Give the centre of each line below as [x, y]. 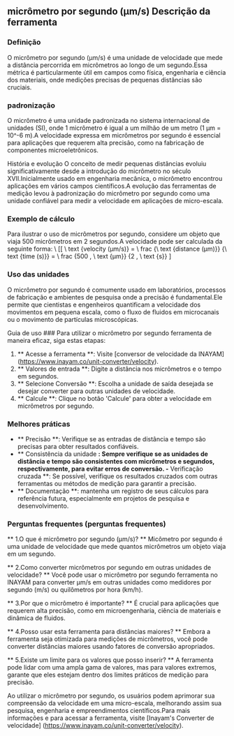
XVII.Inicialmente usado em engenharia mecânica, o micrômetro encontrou [115, 178]
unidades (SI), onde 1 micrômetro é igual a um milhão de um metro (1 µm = [114, 128]
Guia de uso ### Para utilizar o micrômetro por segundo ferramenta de [109, 333]
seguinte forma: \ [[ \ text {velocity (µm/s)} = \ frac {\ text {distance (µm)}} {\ [117, 249]
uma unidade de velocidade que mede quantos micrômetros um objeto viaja [117, 547]
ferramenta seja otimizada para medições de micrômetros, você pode [108, 639]
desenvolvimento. [43, 506]
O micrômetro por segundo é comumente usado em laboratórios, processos [117, 290]
